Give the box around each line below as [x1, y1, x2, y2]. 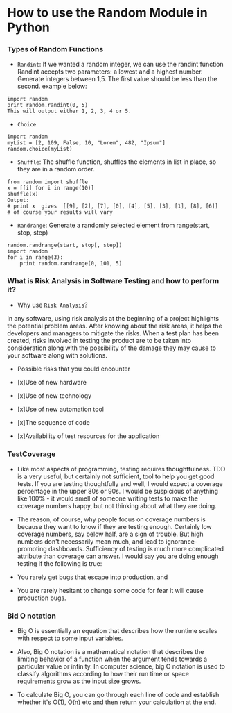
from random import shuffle [7, 178, 89, 185]
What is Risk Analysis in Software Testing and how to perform [7, 276, 220, 286]
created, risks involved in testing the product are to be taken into [7, 336, 192, 344]
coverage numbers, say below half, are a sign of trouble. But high [17, 530, 204, 539]
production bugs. [17, 594, 67, 602]
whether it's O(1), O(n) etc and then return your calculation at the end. [17, 698, 217, 706]
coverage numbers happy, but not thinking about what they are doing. [17, 502, 217, 510]
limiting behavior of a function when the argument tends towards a [17, 655, 208, 664]
